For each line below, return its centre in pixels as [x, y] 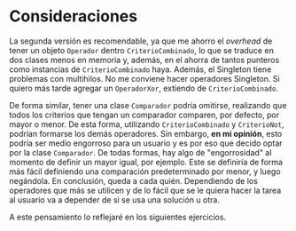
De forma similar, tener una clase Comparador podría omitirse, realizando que [148, 105]
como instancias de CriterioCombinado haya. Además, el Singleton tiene [140, 69]
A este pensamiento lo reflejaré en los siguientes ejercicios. [118, 217]
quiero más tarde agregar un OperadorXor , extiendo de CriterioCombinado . [144, 88]
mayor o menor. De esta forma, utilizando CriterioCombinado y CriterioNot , [147, 124]
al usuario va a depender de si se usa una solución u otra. [114, 199]
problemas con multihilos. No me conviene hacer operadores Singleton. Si [145, 78]
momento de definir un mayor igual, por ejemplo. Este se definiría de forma [146, 162]
